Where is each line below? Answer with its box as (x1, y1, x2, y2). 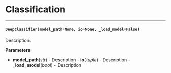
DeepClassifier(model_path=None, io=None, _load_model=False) (5, 27, 140, 32)
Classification (5, 4, 65, 15)
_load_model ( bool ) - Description (12, 62, 82, 68)
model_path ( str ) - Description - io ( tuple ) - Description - (12, 57, 131, 63)
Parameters (5, 47, 31, 53)
